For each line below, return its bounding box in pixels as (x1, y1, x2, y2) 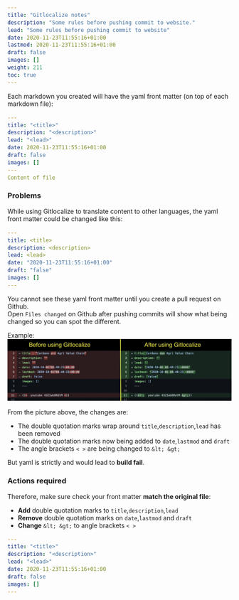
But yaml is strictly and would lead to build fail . (7, 459, 145, 467)
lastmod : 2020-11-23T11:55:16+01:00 (7, 41, 116, 49)
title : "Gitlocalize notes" (7, 11, 91, 18)
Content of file (7, 174, 55, 181)
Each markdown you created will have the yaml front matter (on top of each (7, 92, 229, 100)
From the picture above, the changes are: (7, 408, 129, 417)
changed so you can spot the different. (7, 317, 122, 326)
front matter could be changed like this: (7, 214, 123, 223)
